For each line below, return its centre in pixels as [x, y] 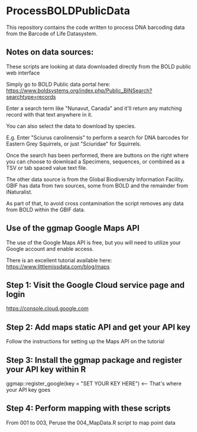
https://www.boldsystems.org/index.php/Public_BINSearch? [79, 91]
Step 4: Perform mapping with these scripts [88, 409]
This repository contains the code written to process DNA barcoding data [96, 27]
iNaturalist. [19, 192]
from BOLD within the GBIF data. [46, 209]
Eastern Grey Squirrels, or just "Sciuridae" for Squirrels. [74, 144]
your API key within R [46, 369]
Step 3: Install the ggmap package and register [94, 360]
